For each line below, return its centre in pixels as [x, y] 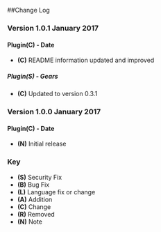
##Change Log [28, 10]
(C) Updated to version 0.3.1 [57, 94]
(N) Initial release [42, 144]
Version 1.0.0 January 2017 [54, 112]
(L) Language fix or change [56, 192]
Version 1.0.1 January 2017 [53, 28]
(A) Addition [35, 199]
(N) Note [30, 222]
